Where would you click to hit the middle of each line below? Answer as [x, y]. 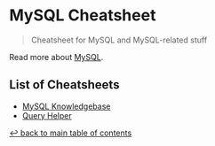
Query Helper [47, 115]
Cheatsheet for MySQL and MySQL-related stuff [119, 40]
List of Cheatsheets [64, 85]
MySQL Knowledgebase [66, 106]
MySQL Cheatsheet [83, 15]
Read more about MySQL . [56, 57]
